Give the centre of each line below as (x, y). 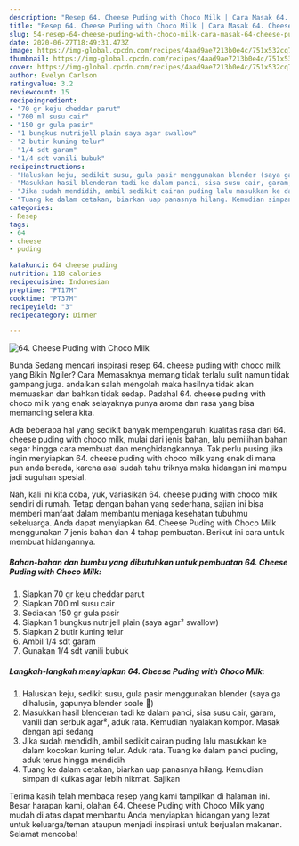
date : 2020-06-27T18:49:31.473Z (69, 42)
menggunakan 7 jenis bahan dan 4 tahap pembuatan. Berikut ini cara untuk (147, 533)
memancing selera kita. (52, 413)
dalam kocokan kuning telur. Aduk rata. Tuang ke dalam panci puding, (150, 751)
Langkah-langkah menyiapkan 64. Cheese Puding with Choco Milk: (137, 671)
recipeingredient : (43, 100)
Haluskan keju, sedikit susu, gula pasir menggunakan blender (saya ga (151, 694)
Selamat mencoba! (44, 834)
